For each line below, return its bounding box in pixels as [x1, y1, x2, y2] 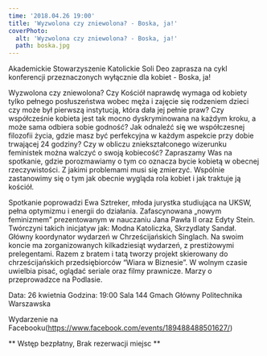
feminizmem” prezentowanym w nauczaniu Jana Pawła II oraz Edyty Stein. [8, 215, 256, 225]
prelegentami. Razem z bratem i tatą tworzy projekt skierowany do [8, 249, 228, 259]
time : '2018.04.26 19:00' [8, 11, 95, 20]
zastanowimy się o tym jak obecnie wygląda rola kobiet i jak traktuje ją [8, 174, 241, 184]
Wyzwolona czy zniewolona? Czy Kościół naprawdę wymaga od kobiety [8, 88, 248, 97]
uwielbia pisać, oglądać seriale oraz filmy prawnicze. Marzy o [8, 267, 212, 276]
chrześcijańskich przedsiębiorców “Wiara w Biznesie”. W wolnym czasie [8, 258, 248, 267]
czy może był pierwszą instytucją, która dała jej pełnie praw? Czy [8, 106, 224, 115]
